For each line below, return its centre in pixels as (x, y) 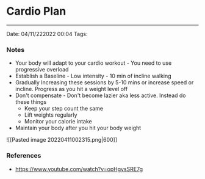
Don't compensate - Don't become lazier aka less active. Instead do (100, 95)
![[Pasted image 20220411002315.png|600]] (62, 140)
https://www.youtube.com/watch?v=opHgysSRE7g (79, 169)
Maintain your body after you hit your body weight (78, 128)
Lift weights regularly (51, 115)
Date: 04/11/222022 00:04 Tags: (47, 34)
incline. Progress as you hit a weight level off (71, 89)
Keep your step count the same (64, 109)
